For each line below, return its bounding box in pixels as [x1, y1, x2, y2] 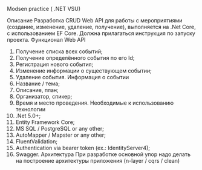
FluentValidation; [15, 138, 58, 145]
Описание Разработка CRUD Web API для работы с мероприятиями [7, 17, 183, 24]
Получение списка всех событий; [15, 48, 103, 55]
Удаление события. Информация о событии [15, 74, 129, 80]
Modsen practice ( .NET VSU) [7, 5, 81, 12]
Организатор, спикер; [15, 93, 73, 100]
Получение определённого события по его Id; [15, 54, 135, 61]
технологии [15, 106, 46, 113]
